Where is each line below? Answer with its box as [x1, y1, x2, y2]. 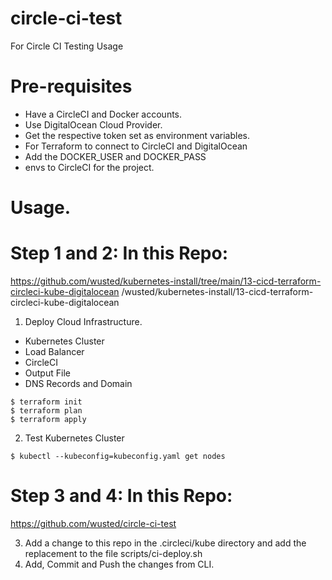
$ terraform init [10, 397, 83, 407]
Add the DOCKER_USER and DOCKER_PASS [24, 150, 207, 162]
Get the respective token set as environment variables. [24, 129, 250, 141]
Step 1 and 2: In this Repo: [10, 242, 229, 265]
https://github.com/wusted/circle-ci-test [10, 517, 177, 529]
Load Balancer [24, 346, 85, 357]
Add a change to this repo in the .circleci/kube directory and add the [24, 537, 307, 549]
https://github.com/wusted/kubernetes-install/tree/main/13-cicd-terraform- [10, 275, 322, 287]
